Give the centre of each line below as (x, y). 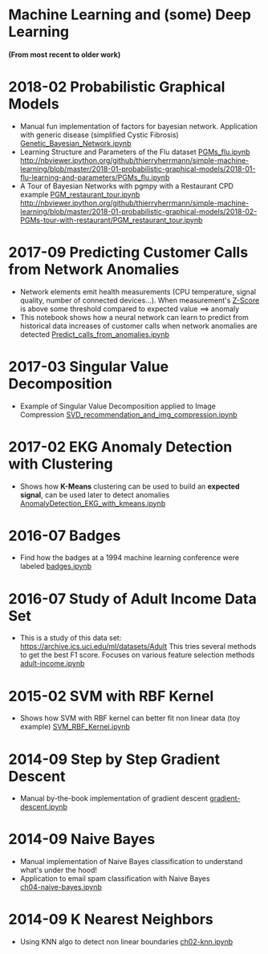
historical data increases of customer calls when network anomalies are (139, 326)
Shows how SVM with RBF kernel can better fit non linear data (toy (130, 718)
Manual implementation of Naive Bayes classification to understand (131, 862)
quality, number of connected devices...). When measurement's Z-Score (140, 300)
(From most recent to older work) (65, 55)
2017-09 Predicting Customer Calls (128, 252)
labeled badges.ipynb (56, 566)
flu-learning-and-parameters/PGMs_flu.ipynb (95, 177)
